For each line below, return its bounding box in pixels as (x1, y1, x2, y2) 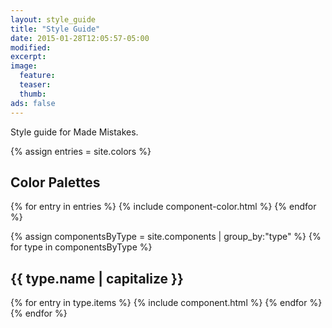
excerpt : (10, 52, 47, 62)
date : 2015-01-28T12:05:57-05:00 (10, 33, 150, 43)
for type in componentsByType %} (10, 241, 153, 253)
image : (10, 61, 38, 71)
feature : (19, 71, 56, 81)
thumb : (19, 89, 47, 99)
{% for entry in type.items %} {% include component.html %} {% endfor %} (10, 297, 323, 309)
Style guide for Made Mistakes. (10, 126, 139, 138)
